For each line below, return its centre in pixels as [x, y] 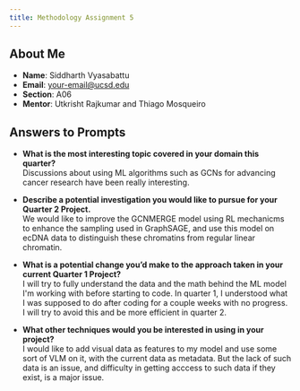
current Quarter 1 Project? [72, 274]
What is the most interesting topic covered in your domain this [141, 154]
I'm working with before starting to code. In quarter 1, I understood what [155, 293]
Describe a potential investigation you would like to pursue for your [150, 200]
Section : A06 [47, 94]
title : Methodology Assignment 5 [72, 17]
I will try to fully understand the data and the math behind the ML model [154, 284]
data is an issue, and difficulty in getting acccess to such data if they [149, 368]
